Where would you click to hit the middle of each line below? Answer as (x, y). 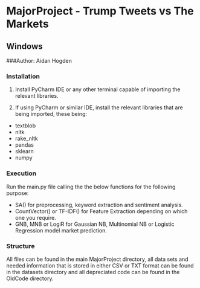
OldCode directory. (30, 278)
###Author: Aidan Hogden (39, 61)
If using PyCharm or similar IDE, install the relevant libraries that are (99, 107)
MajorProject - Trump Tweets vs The (100, 11)
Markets (28, 24)
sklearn (24, 152)
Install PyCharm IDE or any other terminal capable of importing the (98, 89)
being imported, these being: (51, 114)
